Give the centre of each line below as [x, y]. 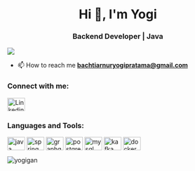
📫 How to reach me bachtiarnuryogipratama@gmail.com [102, 65]
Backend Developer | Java [118, 37]
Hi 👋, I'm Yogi [118, 14]
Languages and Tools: [46, 125]
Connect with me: [38, 86]
